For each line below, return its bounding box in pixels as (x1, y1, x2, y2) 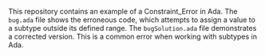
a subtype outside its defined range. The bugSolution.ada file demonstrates (8, 24, 257, 32)
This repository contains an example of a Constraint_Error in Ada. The (8, 7, 238, 16)
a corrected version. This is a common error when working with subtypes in (8, 32, 258, 41)
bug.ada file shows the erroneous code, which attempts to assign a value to (8, 15, 255, 24)
